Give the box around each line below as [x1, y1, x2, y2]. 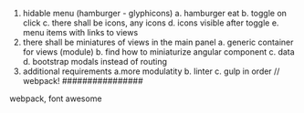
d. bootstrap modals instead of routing [22, 56, 167, 67]
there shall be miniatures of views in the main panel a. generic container [22, 36, 294, 47]
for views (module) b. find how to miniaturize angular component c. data [22, 46, 295, 57]
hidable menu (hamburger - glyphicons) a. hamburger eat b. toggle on [22, 8, 288, 18]
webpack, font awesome [9, 93, 102, 104]
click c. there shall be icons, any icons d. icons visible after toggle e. [22, 17, 279, 28]
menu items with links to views [22, 27, 139, 37]
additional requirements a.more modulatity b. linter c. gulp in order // [22, 66, 280, 77]
